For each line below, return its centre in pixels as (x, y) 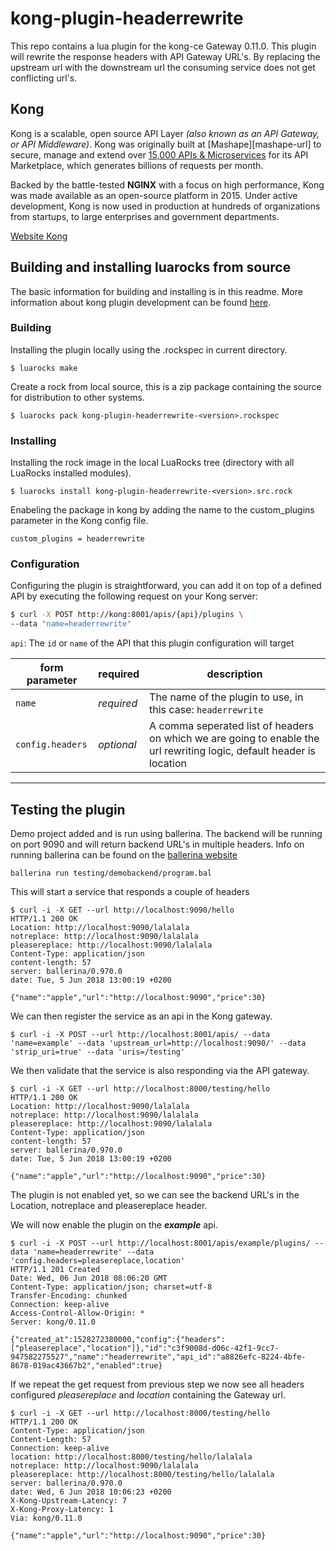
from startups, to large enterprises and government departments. (145, 216)
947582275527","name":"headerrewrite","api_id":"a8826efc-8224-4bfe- (158, 1357)
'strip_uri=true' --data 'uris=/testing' (98, 1052)
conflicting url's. (44, 78)
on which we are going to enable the (234, 739)
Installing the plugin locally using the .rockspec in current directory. (149, 349)
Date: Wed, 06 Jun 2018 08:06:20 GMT (89, 1278)
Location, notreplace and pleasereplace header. (109, 1206)
